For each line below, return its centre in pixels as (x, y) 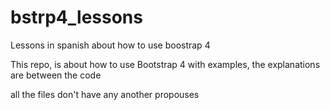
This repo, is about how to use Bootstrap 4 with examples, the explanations (165, 64)
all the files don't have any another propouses (105, 94)
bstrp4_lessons (76, 17)
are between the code (56, 75)
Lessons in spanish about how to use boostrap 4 (110, 45)
